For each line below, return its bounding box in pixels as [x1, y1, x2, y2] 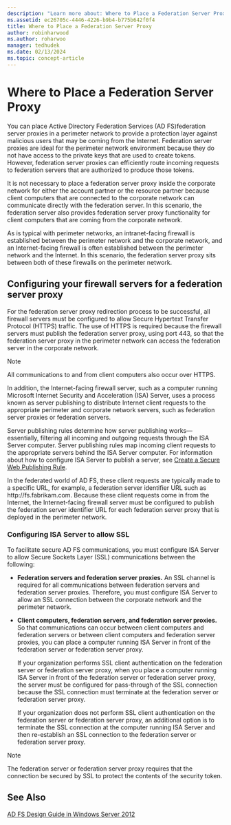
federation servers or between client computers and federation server [16, 630, 215, 639]
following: [7, 560, 35, 568]
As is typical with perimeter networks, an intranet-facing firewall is [7, 228, 195, 237]
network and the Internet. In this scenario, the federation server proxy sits [7, 250, 217, 259]
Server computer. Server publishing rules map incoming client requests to [7, 441, 217, 449]
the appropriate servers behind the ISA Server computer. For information [7, 448, 213, 456]
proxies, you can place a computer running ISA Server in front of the [16, 638, 211, 646]
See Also [7, 792, 46, 804]
